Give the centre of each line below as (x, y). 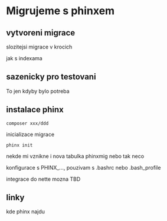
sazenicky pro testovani (51, 77)
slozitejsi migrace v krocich (39, 47)
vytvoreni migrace (41, 33)
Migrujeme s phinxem (60, 11)
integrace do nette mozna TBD (43, 179)
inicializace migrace (30, 134)
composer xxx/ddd (27, 123)
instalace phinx (35, 110)
